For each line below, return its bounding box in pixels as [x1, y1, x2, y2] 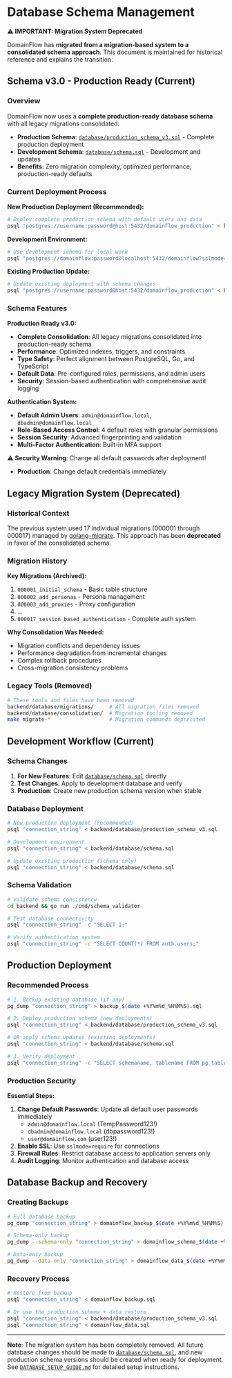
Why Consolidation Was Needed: [7, 628, 104, 636]
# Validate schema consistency [7, 896, 97, 903]
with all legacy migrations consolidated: [7, 119, 119, 128]
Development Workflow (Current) [7, 735, 154, 747]
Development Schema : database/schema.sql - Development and [17, 147, 201, 156]
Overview [7, 96, 41, 106]
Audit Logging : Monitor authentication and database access [17, 1157, 189, 1165]
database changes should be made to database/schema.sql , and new [7, 1348, 203, 1356]
